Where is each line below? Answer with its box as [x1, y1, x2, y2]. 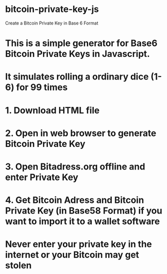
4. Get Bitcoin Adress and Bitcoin [5, 194, 145, 206]
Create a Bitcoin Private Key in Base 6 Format [5, 20, 99, 26]
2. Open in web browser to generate [5, 127, 157, 138]
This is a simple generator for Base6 [5, 37, 158, 49]
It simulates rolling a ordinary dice [5, 71, 149, 82]
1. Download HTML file [5, 104, 100, 116]
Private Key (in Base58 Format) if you [5, 205, 163, 216]
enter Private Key [5, 171, 79, 183]
